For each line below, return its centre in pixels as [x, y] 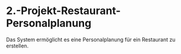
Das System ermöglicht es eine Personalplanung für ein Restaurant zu [91, 39]
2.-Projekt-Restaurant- [63, 11]
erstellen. [17, 46]
